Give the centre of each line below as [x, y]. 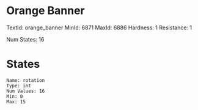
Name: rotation [26, 80]
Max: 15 [16, 101]
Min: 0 [15, 96]
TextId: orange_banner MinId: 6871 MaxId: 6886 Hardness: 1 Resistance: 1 [99, 28]
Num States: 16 [25, 39]
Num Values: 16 [26, 91]
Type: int [19, 86]
